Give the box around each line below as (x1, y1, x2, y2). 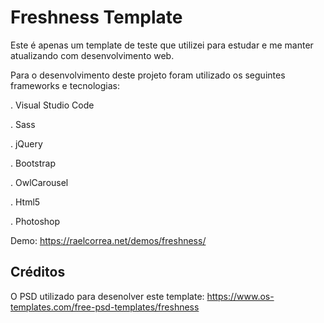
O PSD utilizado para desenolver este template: (10, 290, 205, 302)
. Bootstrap (10, 157, 57, 169)
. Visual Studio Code (10, 99, 95, 111)
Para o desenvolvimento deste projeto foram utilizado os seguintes (10, 69, 286, 81)
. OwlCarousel (10, 176, 69, 188)
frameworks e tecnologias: (10, 79, 120, 91)
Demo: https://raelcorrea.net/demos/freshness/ (10, 234, 207, 246)
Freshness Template (10, 6, 183, 29)
